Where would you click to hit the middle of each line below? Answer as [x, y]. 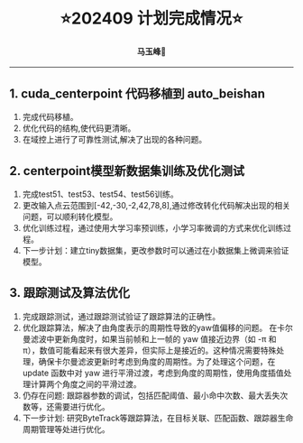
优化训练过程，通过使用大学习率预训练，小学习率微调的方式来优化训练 [153, 228]
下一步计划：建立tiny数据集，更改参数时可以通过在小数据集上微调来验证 [156, 251]
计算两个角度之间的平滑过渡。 [86, 383]
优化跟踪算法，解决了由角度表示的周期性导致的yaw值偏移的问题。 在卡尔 [157, 328]
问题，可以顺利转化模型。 [70, 217]
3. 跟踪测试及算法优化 [70, 293]
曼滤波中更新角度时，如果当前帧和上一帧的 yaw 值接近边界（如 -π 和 [149, 338]
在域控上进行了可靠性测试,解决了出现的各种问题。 [115, 140]
